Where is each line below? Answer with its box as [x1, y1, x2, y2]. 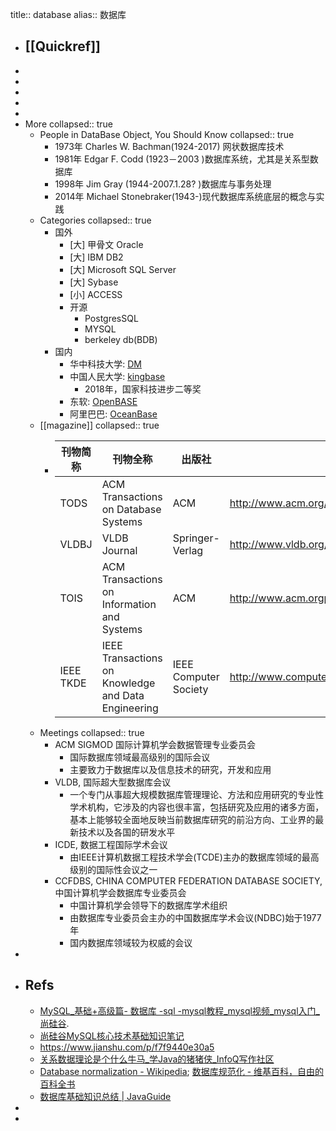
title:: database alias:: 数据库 [10, 9, 127, 20]
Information [101, 597, 157, 611]
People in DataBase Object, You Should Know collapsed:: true [39, 128, 295, 140]
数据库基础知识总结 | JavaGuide [39, 1090, 172, 1102]
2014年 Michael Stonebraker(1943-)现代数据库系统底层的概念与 [54, 190, 317, 202]
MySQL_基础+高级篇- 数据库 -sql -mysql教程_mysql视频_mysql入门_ [39, 1004, 320, 1017]
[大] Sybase [69, 276, 119, 288]
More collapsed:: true [24, 118, 114, 130]
